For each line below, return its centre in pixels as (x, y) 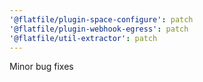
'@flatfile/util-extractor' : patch (83, 38)
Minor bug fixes (41, 67)
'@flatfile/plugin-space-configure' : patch (101, 19)
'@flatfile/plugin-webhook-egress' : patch (99, 29)
